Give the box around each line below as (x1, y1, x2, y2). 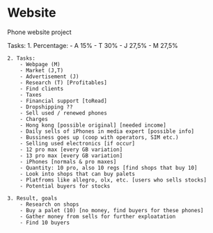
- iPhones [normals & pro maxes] (19, 158, 117, 165)
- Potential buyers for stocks (19, 182, 111, 189)
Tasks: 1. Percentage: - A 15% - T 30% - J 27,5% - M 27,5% (7, 41, 179, 49)
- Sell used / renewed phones (19, 109, 108, 116)
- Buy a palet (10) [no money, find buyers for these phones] (19, 207, 204, 214)
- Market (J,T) (19, 67, 64, 74)
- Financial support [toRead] (19, 97, 108, 104)
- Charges (19, 115, 49, 122)
